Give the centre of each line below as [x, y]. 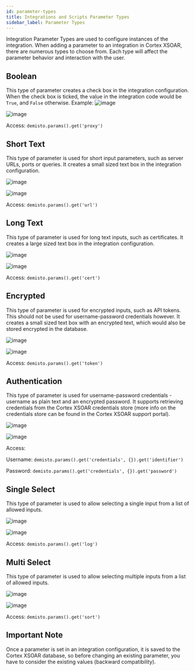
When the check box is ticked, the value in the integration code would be [94, 97]
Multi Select [28, 562]
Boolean [21, 76]
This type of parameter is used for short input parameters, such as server [95, 158]
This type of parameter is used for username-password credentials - [89, 395]
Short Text [25, 144]
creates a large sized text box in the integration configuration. [80, 243]
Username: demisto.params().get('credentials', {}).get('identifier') [95, 460]
